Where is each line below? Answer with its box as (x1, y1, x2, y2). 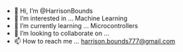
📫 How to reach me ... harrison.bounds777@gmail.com (13, 37, 176, 45)
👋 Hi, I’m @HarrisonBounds (13, 7, 94, 15)
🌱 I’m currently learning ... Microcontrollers (13, 22, 139, 30)
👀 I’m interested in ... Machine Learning (13, 14, 128, 22)
